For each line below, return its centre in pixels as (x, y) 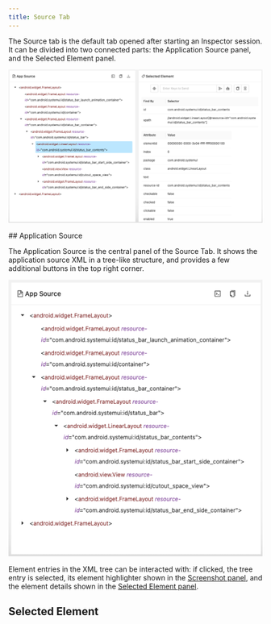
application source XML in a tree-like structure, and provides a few (119, 260)
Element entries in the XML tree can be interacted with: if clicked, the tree (131, 569)
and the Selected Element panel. (63, 58)
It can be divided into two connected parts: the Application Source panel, (130, 49)
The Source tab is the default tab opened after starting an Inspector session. (135, 41)
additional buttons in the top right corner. (76, 268)
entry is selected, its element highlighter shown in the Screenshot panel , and (135, 577)
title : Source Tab (39, 17)
